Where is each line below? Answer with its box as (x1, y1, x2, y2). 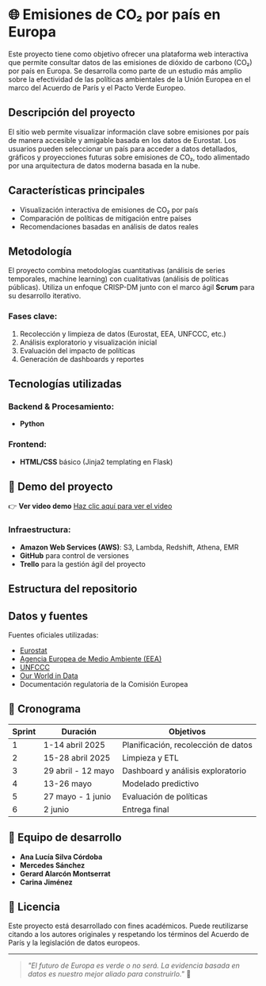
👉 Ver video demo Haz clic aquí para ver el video (8, 502, 173, 511)
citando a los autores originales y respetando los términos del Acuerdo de (8, 930, 249, 939)
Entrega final (122, 803, 169, 815)
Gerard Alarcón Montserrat (19, 869, 111, 878)
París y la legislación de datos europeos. (8, 938, 140, 948)
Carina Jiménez (19, 877, 73, 887)
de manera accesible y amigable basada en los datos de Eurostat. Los (8, 135, 237, 144)
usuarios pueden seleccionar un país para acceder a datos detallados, (8, 144, 237, 153)
